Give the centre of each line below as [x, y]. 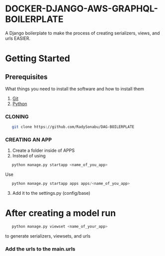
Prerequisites [26, 77]
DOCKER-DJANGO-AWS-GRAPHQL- [82, 9]
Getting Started [38, 59]
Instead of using [29, 156]
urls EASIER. [18, 38]
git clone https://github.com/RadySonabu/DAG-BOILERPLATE [73, 127]
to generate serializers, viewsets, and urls [48, 236]
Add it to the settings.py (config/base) [51, 193]
